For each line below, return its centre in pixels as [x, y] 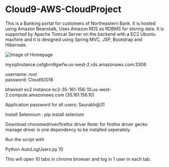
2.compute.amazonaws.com [35, 95]
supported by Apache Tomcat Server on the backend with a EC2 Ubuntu [80, 34]
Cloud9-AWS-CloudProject [63, 9]
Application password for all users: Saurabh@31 [55, 104]
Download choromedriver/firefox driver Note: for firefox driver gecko [76, 124]
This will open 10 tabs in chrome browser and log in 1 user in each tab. [78, 159]
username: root [21, 74]
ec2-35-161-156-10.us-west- [82, 89]
